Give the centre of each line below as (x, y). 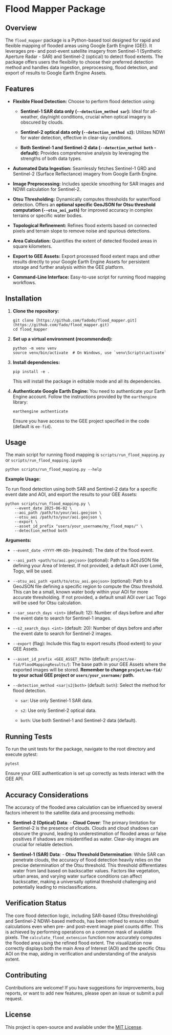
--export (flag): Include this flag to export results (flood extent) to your (87, 644)
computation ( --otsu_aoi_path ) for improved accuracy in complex (83, 210)
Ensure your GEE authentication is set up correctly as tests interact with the (85, 773)
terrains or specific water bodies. (48, 215)
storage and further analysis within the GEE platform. (68, 267)
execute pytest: (22, 754)
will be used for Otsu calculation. (47, 603)
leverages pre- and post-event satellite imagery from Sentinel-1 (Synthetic (84, 51)
